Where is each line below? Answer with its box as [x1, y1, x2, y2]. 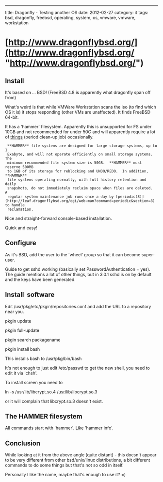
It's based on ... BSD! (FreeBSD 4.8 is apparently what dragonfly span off [5, 90, 151, 95]
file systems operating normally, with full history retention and [7, 177, 147, 182]
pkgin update [5, 318, 32, 324]
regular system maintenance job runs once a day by [7, 194, 114, 199]
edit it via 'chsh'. [5, 370, 38, 376]
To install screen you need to [5, 379, 63, 385]
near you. [5, 309, 24, 314]
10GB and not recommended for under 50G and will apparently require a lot [5, 129, 156, 135]
